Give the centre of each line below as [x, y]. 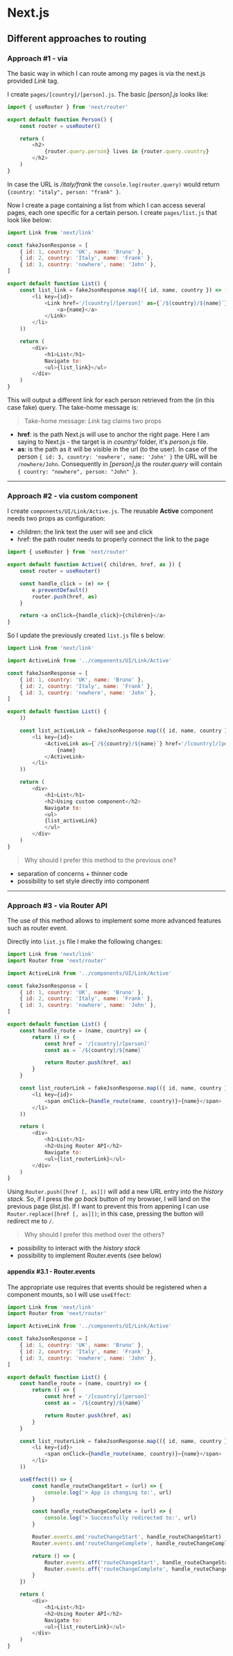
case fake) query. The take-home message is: [73, 407]
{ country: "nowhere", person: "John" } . [77, 471]
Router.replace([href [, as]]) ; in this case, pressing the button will [105, 1214]
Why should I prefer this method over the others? [94, 1235]
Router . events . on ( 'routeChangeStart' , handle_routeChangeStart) [127, 1537]
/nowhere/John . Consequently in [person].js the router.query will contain [120, 464]
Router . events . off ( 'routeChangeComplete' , [106, 1569]
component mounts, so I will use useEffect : [69, 1294]
